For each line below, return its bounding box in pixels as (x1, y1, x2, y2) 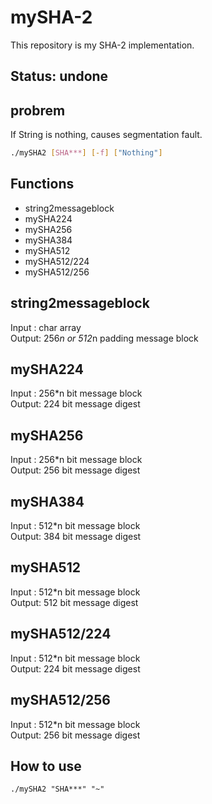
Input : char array (10, 321, 82, 333)
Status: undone (10, 68, 109, 85)
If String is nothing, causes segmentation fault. (10, 129, 203, 141)
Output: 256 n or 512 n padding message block (10, 332, 199, 344)
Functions (10, 176, 75, 193)
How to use (10, 757, 82, 775)
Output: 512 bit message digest (10, 596, 139, 608)
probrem (10, 102, 66, 119)
